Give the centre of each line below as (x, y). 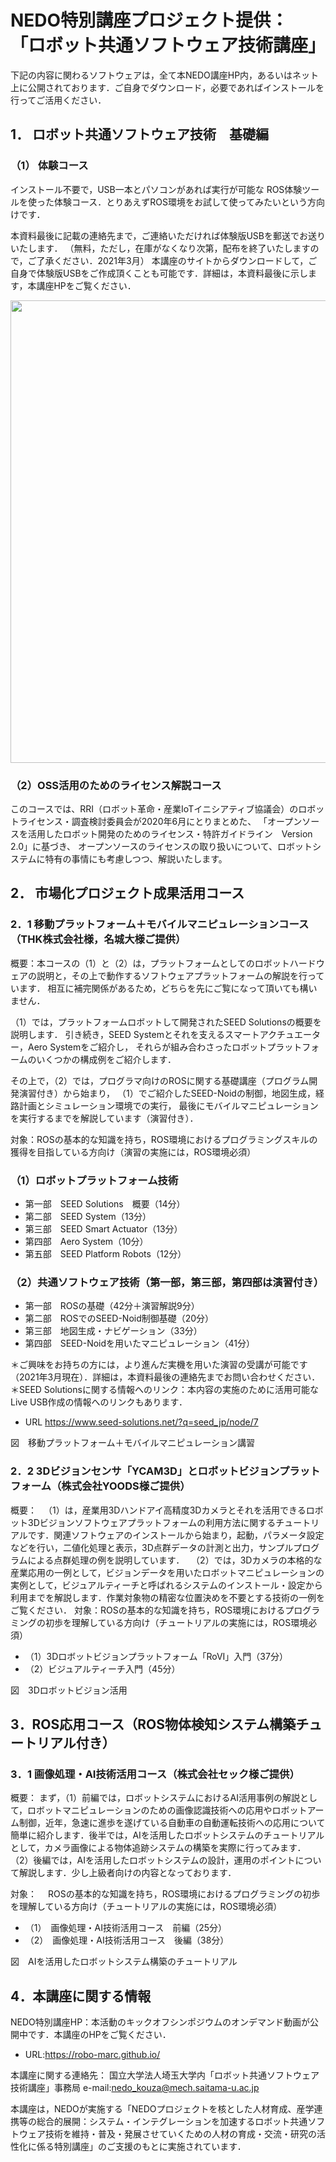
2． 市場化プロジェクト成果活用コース (127, 893)
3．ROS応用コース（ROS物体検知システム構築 (153, 1724)
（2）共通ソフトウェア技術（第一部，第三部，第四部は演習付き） (167, 1282)
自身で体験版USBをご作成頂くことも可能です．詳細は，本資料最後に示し (159, 273)
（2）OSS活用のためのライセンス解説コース (116, 785)
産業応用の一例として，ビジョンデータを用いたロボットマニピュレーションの (167, 1572)
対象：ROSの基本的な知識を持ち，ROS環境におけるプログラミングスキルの (164, 1139)
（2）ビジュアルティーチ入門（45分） (102, 1668)
